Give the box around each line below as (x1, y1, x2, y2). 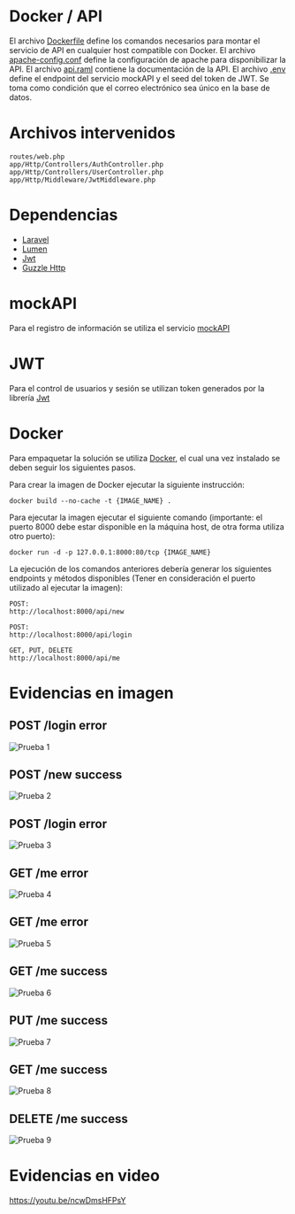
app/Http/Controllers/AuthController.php (9, 159, 164, 169)
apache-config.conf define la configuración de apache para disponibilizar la (9, 54, 286, 65)
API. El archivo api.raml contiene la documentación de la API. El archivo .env (9, 64, 286, 74)
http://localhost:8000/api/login (9, 630, 132, 639)
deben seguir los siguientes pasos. (9, 462, 136, 473)
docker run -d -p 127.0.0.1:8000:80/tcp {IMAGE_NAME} (9, 547, 212, 557)
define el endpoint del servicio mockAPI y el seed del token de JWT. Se (9, 73, 269, 83)
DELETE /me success (9, 1111, 128, 1126)
